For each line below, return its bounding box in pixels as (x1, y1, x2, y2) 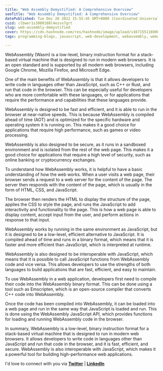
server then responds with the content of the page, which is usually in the (5, 182, 152, 187)
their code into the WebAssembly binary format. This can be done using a (5, 281, 152, 287)
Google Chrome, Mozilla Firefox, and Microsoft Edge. (5, 67, 111, 73)
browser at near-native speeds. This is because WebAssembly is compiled (5, 111, 154, 117)
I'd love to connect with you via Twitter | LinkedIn (5, 360, 105, 366)
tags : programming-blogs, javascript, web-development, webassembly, (5, 34, 149, 39)
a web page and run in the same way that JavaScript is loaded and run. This (5, 306, 157, 311)
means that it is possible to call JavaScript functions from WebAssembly (5, 256, 149, 262)
